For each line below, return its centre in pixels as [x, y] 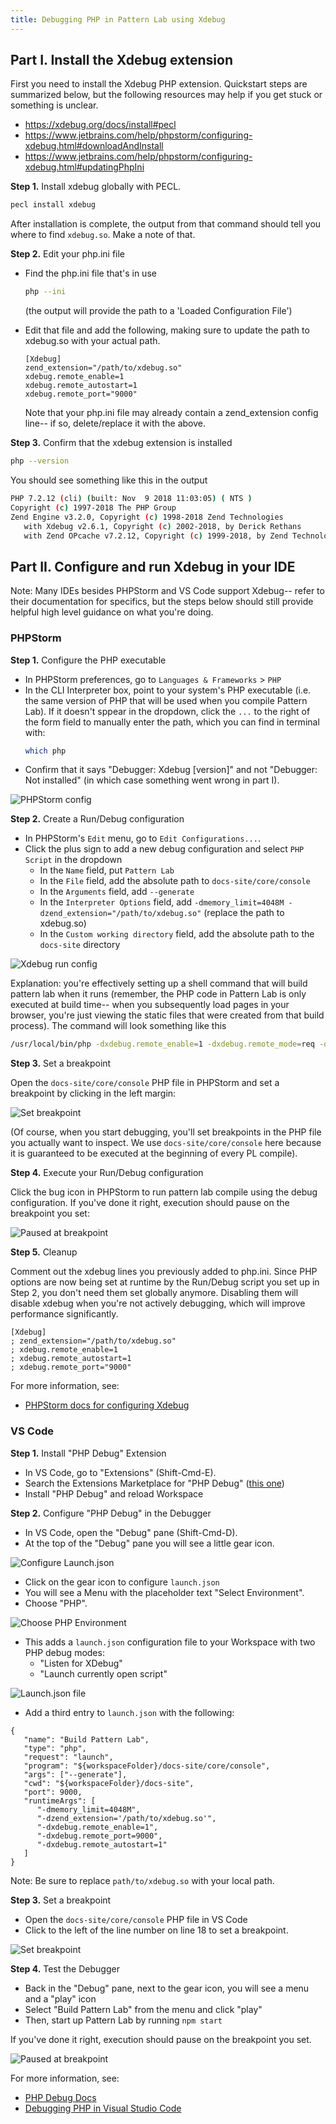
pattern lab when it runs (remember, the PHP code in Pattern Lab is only [158, 994]
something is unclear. [54, 105]
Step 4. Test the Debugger [65, 1968]
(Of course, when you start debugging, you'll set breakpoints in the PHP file [166, 1132]
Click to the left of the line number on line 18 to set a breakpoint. [156, 1930]
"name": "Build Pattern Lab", [86, 1739]
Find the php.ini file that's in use [90, 273]
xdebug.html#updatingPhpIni [84, 167]
